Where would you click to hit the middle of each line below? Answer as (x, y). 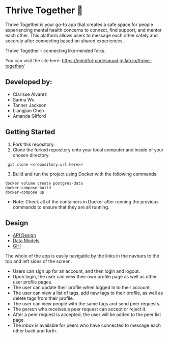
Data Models (26, 241)
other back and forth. (35, 331)
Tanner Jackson (30, 105)
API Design (24, 235)
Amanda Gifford (29, 116)
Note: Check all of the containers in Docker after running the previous (86, 201)
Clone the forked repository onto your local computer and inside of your (88, 149)
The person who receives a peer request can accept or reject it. (79, 309)
